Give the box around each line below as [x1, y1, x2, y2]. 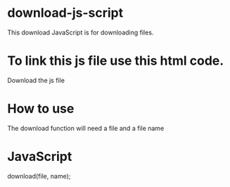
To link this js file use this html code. [7, 53, 224, 69]
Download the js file [7, 76, 65, 84]
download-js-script [7, 5, 124, 21]
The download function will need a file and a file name [7, 124, 165, 132]
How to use [7, 101, 75, 117]
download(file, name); [7, 172, 71, 180]
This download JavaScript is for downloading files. [7, 28, 154, 37]
